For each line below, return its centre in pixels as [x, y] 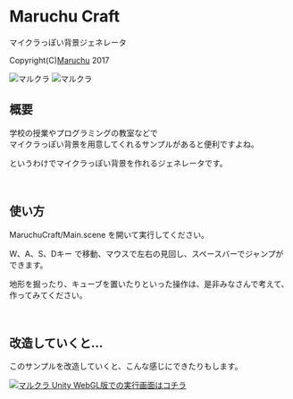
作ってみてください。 [48, 295]
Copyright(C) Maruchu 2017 [59, 60]
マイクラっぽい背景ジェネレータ [68, 42]
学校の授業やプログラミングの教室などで [84, 132]
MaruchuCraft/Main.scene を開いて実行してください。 [109, 234]
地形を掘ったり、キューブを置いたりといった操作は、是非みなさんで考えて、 [149, 284]
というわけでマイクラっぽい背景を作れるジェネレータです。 [118, 163]
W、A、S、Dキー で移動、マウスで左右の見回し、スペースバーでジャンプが [146, 253]
